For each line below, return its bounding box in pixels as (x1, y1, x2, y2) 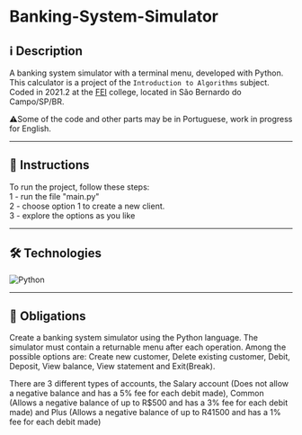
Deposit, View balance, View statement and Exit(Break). (9, 361, 216, 372)
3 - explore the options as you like (9, 209, 136, 221)
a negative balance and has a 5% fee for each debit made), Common (9, 388, 265, 399)
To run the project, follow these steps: (9, 182, 150, 192)
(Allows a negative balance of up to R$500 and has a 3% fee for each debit (9, 397, 289, 408)
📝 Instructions (9, 157, 90, 173)
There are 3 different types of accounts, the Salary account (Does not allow (9, 378, 289, 389)
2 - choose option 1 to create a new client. (9, 200, 165, 211)
